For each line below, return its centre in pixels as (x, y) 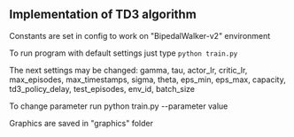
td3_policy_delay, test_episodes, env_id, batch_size (102, 88)
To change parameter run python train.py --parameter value (119, 106)
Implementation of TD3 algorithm (103, 15)
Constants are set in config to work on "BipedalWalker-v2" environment (140, 35)
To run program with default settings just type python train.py (124, 53)
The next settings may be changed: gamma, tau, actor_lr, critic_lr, (128, 70)
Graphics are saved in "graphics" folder (81, 123)
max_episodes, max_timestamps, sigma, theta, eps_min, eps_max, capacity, (147, 80)
